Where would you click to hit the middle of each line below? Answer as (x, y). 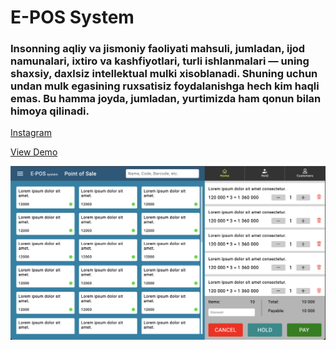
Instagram (31, 133)
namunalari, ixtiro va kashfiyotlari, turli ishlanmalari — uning (160, 61)
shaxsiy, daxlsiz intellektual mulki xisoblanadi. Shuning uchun (164, 74)
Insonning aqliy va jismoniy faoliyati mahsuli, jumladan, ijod (158, 49)
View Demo (34, 152)
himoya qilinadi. (50, 111)
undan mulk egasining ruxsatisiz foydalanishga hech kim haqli (165, 86)
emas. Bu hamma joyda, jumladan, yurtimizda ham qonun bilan (166, 99)
